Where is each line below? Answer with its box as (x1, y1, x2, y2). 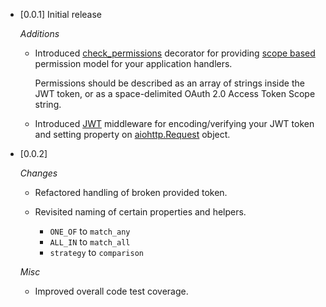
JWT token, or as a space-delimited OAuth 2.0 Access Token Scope (34, 88, 316, 99)
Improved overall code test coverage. (34, 285, 189, 297)
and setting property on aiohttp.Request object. (34, 129, 231, 140)
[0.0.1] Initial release (19, 9, 102, 20)
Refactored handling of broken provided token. (34, 187, 228, 198)
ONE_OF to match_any (49, 225, 131, 237)
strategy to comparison (49, 247, 144, 258)
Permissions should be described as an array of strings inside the (34, 77, 305, 89)
